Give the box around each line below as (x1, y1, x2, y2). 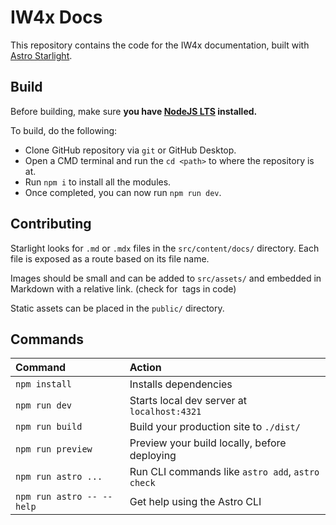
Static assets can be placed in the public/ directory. (10, 302, 225, 314)
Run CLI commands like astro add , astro (129, 465, 320, 479)
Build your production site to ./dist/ (129, 420, 301, 434)
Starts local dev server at (129, 394, 247, 408)
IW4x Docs (10, 6, 103, 29)
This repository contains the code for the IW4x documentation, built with (10, 39, 310, 51)
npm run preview (15, 444, 93, 455)
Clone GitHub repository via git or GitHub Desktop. (24, 144, 237, 156)
